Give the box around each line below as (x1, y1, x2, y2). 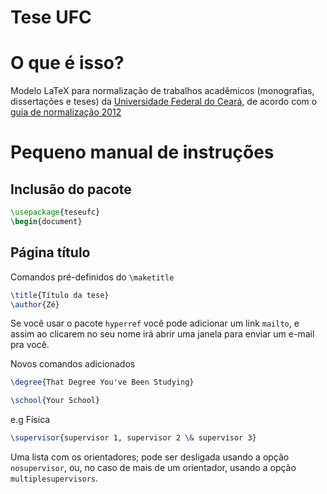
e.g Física (10, 414, 51, 426)
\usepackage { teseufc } (10, 207, 101, 218)
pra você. (10, 339, 50, 351)
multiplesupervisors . (10, 472, 99, 485)
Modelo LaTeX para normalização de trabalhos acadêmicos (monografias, (10, 85, 315, 97)
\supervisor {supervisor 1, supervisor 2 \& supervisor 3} (10, 433, 257, 443)
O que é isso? (10, 52, 125, 75)
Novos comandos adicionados (10, 358, 136, 370)
